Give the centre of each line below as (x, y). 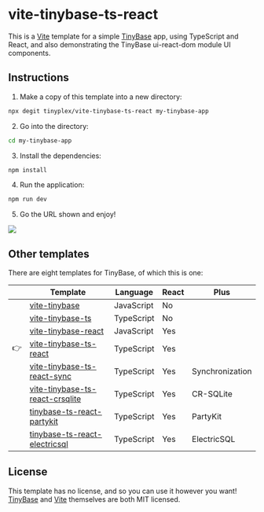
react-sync (51, 377)
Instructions (38, 77)
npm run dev (27, 199)
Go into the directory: (54, 126)
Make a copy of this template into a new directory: (101, 97)
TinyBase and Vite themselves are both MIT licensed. (94, 499)
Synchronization (222, 371)
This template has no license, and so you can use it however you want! (123, 491)
